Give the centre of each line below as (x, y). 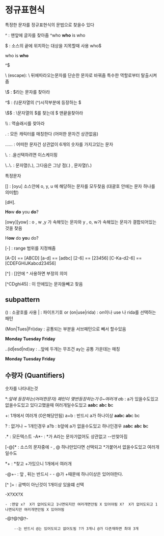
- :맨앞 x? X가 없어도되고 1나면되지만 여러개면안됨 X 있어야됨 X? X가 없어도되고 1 (82, 504)
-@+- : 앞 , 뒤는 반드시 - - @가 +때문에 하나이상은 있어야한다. (64, 474)
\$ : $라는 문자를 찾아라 (27, 92)
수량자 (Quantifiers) (35, 375)
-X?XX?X (14, 494)
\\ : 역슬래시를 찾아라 (25, 123)
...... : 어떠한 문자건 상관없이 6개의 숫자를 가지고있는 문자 (59, 144)
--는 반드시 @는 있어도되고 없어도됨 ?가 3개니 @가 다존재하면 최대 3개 (76, 529)
